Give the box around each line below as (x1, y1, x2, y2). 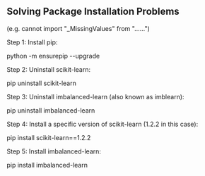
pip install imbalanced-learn (6, 161, 88, 169)
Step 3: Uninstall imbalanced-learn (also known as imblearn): (6, 92, 184, 101)
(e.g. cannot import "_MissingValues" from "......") (6, 24, 150, 32)
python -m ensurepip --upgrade (6, 51, 100, 60)
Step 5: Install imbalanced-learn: (6, 147, 102, 156)
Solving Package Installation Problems (6, 6, 180, 18)
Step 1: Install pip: (6, 38, 58, 46)
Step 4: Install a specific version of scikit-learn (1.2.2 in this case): (6, 120, 199, 128)
